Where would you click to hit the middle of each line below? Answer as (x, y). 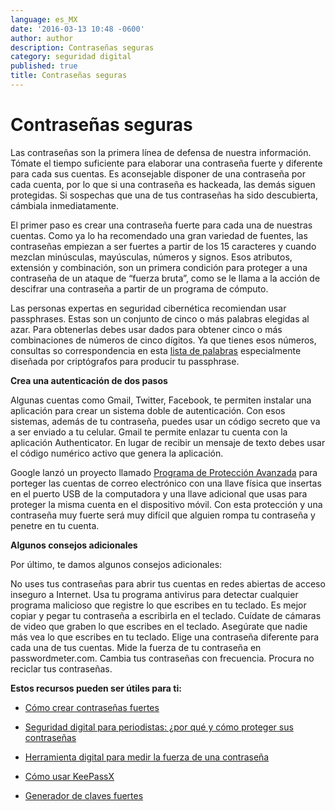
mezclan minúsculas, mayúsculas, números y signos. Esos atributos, (151, 257)
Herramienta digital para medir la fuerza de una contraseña (147, 757)
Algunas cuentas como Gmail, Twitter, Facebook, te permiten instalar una (161, 400)
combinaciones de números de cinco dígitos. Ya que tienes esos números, (163, 340)
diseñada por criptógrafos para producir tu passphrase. (125, 361)
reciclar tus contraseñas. (61, 668)
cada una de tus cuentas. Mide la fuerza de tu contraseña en (136, 647)
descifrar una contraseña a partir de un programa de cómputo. (139, 288)
